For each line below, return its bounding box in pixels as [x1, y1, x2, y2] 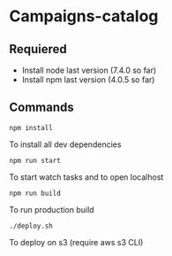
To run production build [9, 204, 94, 214]
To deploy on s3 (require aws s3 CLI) [9, 237, 144, 247]
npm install [9, 123, 53, 132]
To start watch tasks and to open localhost [9, 171, 164, 182]
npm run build [9, 189, 62, 198]
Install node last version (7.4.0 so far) [21, 65, 157, 75]
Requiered [9, 42, 68, 57]
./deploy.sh [9, 221, 53, 230]
